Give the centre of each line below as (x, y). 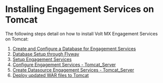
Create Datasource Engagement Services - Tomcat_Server (73, 70)
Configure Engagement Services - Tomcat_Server (64, 64)
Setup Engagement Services (42, 59)
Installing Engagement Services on (80, 9)
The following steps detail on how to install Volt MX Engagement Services (81, 33)
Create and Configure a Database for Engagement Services (74, 48)
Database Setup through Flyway (46, 54)
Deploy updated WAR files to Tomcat (51, 75)
